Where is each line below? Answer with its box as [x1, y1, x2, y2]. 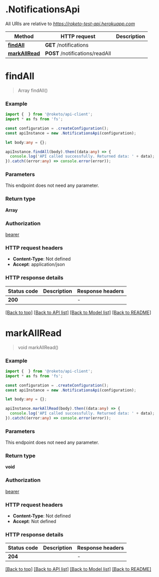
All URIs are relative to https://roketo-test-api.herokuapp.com [5, 21, 135, 27]
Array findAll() [17, 87, 48, 93]
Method [14, 32, 34, 40]
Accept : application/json [12, 261, 65, 267]
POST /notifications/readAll [45, 50, 111, 57]
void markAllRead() [17, 344, 59, 350]
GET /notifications [45, 41, 89, 48]
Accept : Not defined [12, 518, 56, 525]
